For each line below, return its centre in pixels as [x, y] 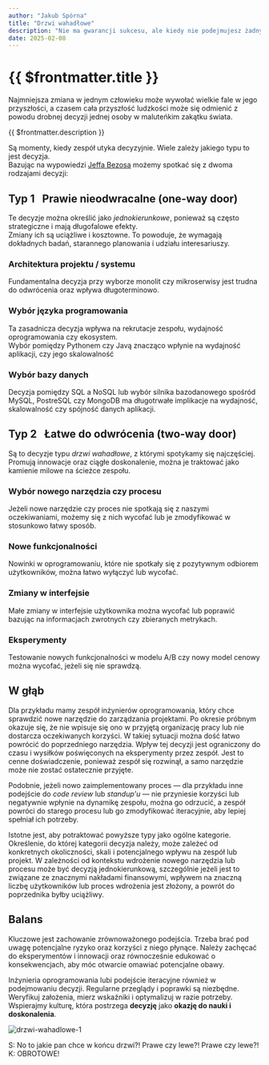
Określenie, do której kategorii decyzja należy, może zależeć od [113, 843]
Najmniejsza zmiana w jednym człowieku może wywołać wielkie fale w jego [133, 100]
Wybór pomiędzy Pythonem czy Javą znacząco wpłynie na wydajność [124, 345]
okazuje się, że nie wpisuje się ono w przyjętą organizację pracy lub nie [126, 727]
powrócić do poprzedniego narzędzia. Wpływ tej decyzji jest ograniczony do [134, 744]
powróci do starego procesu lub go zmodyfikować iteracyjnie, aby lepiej [127, 810]
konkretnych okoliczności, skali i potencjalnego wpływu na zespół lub [123, 852]
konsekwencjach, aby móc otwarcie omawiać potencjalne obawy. [116, 964]
